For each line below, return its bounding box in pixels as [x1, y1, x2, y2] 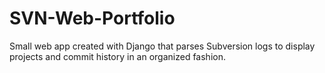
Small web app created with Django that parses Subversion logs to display [9, 40, 316, 52]
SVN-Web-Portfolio [9, 7, 176, 30]
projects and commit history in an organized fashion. [9, 50, 226, 62]
